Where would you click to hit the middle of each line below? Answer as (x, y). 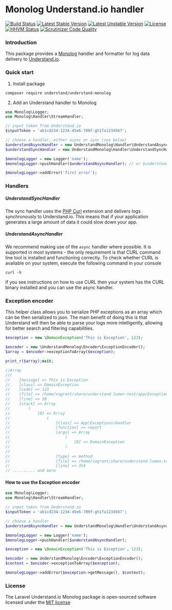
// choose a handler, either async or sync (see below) (66, 140)
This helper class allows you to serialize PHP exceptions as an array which (84, 312)
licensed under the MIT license (38, 602)
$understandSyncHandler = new (38, 149)
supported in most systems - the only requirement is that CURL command (83, 252)
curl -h (14, 273)
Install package (29, 84)
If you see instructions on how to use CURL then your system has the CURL (85, 282)
